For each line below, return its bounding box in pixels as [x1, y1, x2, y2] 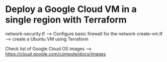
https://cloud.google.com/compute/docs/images [5, 51, 106, 57]
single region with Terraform [5, 14, 127, 25]
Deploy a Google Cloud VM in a [5, 3, 137, 15]
